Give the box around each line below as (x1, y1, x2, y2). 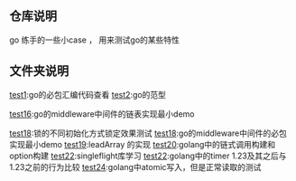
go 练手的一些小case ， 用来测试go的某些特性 (9, 34, 180, 45)
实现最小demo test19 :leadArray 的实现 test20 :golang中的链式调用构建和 (9, 138, 276, 149)
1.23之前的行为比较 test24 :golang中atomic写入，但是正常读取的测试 (9, 161, 262, 172)
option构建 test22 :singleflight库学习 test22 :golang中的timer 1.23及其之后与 (9, 150, 287, 161)
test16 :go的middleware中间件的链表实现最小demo (9, 108, 195, 119)
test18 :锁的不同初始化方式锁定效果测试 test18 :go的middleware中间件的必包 (9, 128, 287, 138)
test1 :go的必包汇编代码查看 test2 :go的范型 (9, 89, 167, 100)
